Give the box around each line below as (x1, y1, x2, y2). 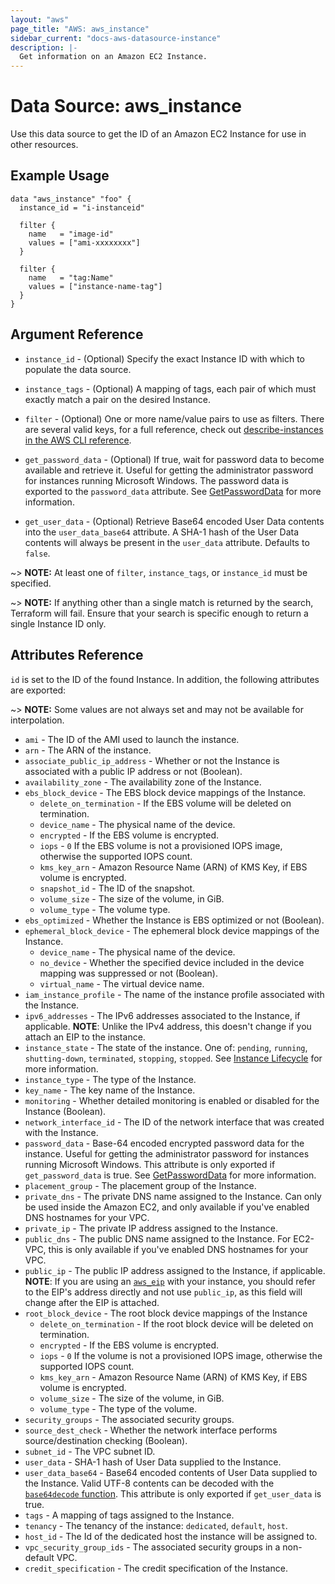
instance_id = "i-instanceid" (19, 202, 145, 213)
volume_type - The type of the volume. (39, 1402, 198, 1415)
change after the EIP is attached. (24, 1296, 160, 1308)
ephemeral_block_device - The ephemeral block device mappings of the (24, 924, 320, 936)
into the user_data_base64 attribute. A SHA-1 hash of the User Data (24, 526, 300, 538)
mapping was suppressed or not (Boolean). (39, 967, 218, 979)
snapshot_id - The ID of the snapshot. (39, 882, 196, 894)
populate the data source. (24, 363, 132, 375)
